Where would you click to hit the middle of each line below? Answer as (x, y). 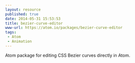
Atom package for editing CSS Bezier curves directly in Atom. (68, 55)
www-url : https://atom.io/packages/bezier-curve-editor (64, 28)
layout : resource (23, 10)
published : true (22, 14)
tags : (11, 32)
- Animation (20, 42)
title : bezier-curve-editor (34, 23)
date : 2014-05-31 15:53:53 (33, 19)
